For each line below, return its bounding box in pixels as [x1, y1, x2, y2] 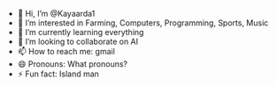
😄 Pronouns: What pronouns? [17, 59, 128, 69]
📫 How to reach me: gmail [17, 47, 115, 56]
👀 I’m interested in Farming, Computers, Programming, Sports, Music [17, 18, 269, 28]
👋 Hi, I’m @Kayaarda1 [17, 9, 96, 18]
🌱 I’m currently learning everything [17, 27, 144, 37]
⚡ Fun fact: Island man [17, 68, 100, 79]
